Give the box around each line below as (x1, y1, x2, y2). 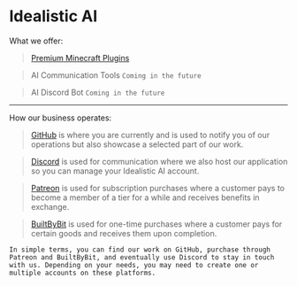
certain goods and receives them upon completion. (30, 228, 217, 238)
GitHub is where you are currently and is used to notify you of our (30, 129, 270, 140)
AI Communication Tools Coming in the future (30, 69, 202, 81)
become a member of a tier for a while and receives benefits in (30, 192, 260, 203)
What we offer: (9, 35, 64, 46)
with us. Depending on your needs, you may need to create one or (9, 260, 259, 269)
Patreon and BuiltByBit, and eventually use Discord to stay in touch (9, 252, 275, 262)
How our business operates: (9, 112, 112, 123)
